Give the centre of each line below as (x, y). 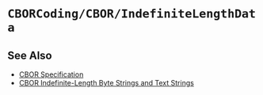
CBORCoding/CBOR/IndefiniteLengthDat (132, 14)
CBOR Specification (51, 74)
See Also (30, 55)
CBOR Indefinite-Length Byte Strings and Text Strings (107, 83)
